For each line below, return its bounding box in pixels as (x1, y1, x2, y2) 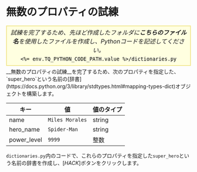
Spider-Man (47, 126, 78, 133)
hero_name (9, 125, 40, 133)
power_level (9, 136, 42, 144)
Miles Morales (47, 116, 87, 123)
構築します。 (26, 90, 57, 97)
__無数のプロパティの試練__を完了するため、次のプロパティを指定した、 (6, 68, 179, 75)
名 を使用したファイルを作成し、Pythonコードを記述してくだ (12, 37, 179, 45)
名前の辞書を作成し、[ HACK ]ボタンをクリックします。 (11, 159, 142, 166)
